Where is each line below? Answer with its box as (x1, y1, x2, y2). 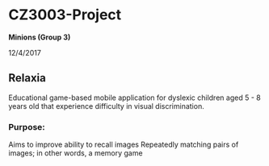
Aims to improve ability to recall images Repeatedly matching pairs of (8, 139, 239, 150)
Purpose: (8, 121, 46, 132)
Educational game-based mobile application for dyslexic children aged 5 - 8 (8, 93, 261, 102)
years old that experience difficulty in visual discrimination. (8, 101, 204, 110)
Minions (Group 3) (8, 32, 71, 42)
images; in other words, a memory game (8, 148, 143, 158)
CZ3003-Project (8, 6, 122, 24)
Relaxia (8, 71, 46, 85)
